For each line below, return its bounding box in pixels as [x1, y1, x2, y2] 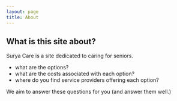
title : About [6, 14, 39, 20]
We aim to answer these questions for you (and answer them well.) [6, 88, 172, 96]
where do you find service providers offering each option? [14, 76, 159, 84]
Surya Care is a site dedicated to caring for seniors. [6, 52, 134, 60]
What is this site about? [6, 36, 96, 47]
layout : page [6, 8, 39, 15]
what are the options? [14, 64, 69, 71]
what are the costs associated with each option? [14, 70, 135, 78]
